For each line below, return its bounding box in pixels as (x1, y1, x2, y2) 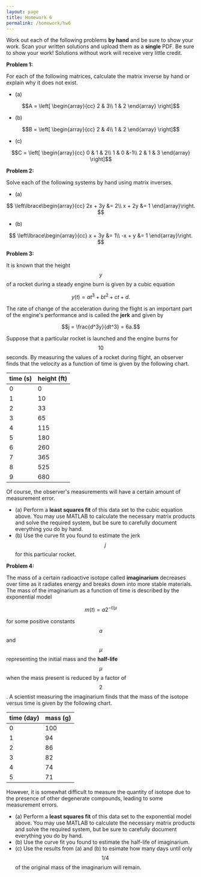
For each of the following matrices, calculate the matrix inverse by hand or (6, 73, 190, 80)
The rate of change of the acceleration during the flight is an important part (6, 305, 193, 312)
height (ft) (38, 374, 68, 383)
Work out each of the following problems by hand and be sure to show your (6, 37, 194, 44)
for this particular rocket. (14, 551, 77, 558)
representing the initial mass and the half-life (6, 655, 118, 662)
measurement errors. (6, 801, 59, 808)
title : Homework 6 (6, 14, 52, 20)
